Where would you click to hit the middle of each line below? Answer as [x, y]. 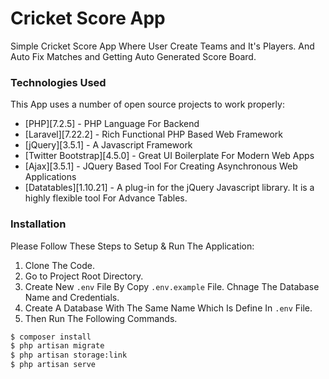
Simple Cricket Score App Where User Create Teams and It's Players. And [162, 46]
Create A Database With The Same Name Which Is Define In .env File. [168, 308]
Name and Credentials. [72, 297]
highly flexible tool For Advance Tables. [106, 198]
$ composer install [51, 337]
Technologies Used [58, 82]
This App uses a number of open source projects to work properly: [147, 104]
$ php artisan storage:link [69, 355]
